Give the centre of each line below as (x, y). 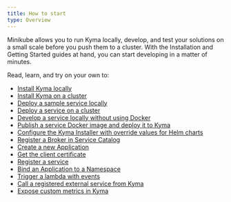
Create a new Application (53, 147)
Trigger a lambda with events (59, 176)
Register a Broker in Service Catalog (69, 139)
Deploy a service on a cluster (59, 110)
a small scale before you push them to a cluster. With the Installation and (110, 47)
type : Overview (29, 20)
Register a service (43, 161)
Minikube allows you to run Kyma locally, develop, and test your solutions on (115, 39)
